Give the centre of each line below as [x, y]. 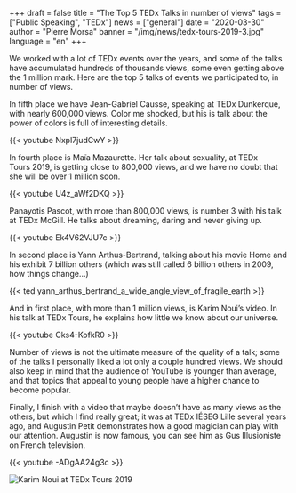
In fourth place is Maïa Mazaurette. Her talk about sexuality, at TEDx [134, 158]
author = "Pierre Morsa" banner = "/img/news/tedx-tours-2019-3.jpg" [137, 32]
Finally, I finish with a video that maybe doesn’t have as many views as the [145, 407]
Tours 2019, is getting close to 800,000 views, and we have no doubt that [144, 167]
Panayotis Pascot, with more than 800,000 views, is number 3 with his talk [145, 211]
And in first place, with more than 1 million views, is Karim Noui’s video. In [144, 308]
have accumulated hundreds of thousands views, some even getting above [147, 68]
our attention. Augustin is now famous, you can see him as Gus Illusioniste [145, 436]
